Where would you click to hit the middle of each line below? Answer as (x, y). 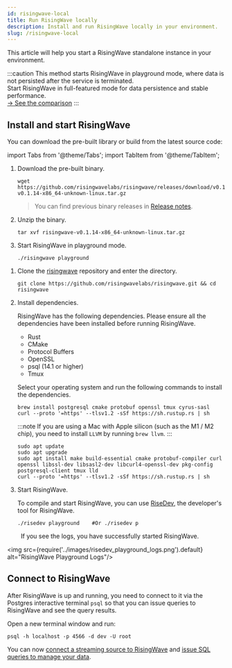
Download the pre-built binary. (61, 169)
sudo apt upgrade (42, 453)
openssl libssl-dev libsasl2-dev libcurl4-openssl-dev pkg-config (115, 465)
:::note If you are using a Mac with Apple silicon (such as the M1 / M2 (115, 426)
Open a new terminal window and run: (61, 624)
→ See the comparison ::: (43, 103)
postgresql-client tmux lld (57, 471)
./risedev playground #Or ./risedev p (78, 524)
